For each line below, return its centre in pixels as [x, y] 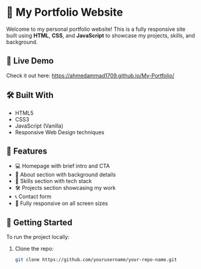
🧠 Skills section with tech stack [53, 181]
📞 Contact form [33, 196]
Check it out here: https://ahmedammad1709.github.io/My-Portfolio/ [90, 76]
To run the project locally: [38, 237]
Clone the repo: [34, 249]
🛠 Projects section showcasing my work [65, 188]
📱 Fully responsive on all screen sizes [61, 203]
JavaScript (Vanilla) [39, 126]
